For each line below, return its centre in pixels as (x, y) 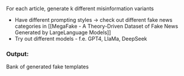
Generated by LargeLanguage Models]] (63, 32)
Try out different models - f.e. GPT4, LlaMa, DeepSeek (81, 39)
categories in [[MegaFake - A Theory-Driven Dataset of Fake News (96, 26)
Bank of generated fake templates (47, 67)
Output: (17, 54)
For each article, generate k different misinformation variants (80, 9)
